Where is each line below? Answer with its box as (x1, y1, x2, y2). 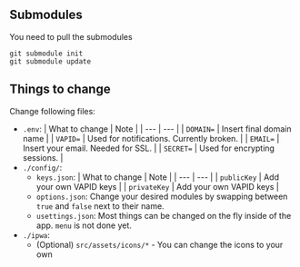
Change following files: (9, 105, 95, 116)
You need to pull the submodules (9, 31, 134, 42)
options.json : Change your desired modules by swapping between (35, 191, 288, 202)
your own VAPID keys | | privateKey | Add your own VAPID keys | (35, 181, 279, 192)
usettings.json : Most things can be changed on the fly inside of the (35, 210, 292, 221)
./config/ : (22, 162, 63, 173)
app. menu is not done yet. (35, 220, 132, 231)
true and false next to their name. (35, 200, 165, 212)
